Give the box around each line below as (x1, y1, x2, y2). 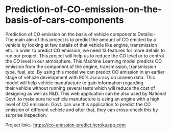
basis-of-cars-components (5, 14, 124, 26)
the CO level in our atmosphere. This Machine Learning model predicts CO (5, 58, 162, 64)
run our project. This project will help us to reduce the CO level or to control (5, 52, 164, 59)
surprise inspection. (5, 112, 47, 118)
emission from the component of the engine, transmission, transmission (5, 63, 157, 70)
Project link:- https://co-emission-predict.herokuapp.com (5, 122, 126, 128)
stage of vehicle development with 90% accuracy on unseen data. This (5, 74, 155, 80)
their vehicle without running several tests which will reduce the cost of (5, 85, 155, 91)
